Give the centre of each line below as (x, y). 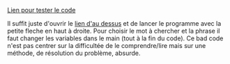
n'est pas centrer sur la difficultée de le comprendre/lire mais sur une (107, 46)
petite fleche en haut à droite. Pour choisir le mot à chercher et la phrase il (114, 31)
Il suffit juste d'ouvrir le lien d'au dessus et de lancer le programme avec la (114, 23)
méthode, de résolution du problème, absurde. (74, 53)
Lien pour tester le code (41, 10)
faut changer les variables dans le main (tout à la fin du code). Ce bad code (115, 38)
